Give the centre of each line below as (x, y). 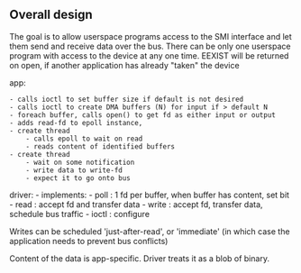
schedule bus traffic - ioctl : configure (80, 214)
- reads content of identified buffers (100, 146)
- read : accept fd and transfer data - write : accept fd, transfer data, (136, 204)
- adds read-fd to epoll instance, (76, 123)
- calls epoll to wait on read (84, 139)
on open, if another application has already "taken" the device (125, 65)
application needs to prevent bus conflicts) (89, 241)
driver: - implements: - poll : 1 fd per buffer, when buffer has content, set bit (150, 195)
